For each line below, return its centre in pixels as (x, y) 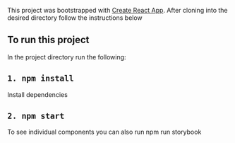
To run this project (48, 40)
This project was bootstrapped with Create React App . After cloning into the (117, 10)
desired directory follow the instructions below (75, 18)
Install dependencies (38, 94)
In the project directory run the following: (67, 57)
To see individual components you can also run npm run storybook (104, 132)
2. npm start (36, 116)
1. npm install (41, 79)
